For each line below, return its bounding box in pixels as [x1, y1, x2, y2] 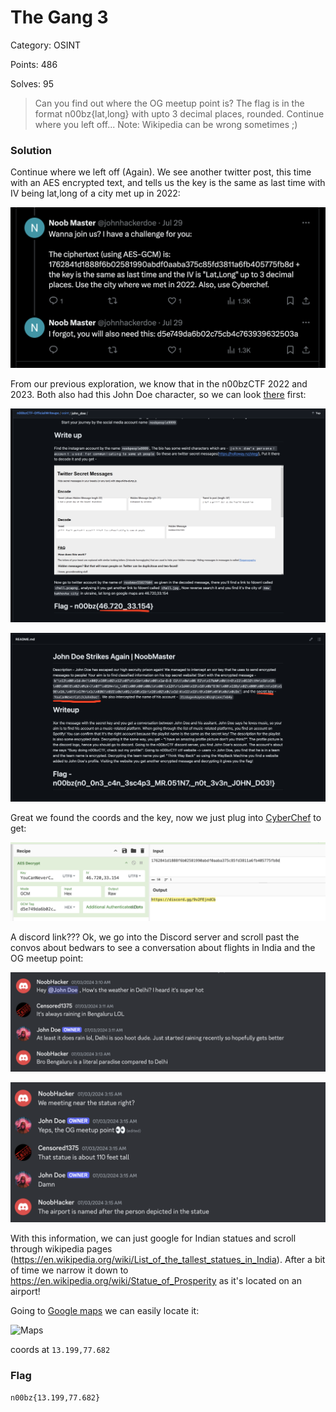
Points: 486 [10, 58, 58, 70]
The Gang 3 [10, 6, 109, 29]
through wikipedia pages [10, 1242, 113, 1255]
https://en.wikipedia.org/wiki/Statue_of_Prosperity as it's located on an [10, 1274, 302, 1286]
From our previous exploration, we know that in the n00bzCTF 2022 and [10, 377, 308, 390]
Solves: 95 [10, 77, 54, 90]
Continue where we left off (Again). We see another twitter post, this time [10, 166, 312, 178]
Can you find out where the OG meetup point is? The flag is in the [34, 97, 305, 109]
